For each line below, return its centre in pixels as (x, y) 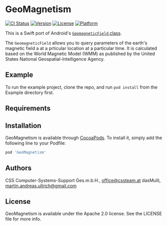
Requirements (28, 108)
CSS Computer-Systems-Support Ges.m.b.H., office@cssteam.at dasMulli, (83, 180)
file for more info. (23, 219)
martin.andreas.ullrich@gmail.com (41, 186)
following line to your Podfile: (36, 143)
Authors (18, 168)
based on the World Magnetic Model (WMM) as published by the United (80, 54)
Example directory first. (30, 93)
